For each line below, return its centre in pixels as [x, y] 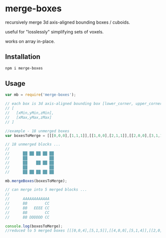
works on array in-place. [30, 41]
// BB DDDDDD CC [27, 217]
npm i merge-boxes [24, 68]
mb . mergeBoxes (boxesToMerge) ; [36, 181]
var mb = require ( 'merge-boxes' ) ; [41, 95]
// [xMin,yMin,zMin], [30, 113]
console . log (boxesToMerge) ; [34, 226]
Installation [23, 57]
